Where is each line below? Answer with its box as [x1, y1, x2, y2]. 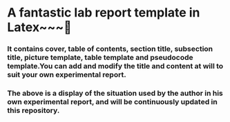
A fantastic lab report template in [7, 5, 200, 21]
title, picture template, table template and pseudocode [7, 53, 193, 63]
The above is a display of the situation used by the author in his [7, 88, 223, 98]
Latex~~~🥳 [7, 19, 73, 35]
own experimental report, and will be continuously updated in [7, 97, 218, 107]
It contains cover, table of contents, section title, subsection [7, 44, 213, 54]
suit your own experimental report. [7, 70, 126, 80]
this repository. [7, 105, 60, 115]
